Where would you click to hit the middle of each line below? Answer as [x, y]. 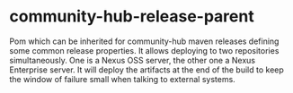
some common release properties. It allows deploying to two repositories [144, 50]
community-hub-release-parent [132, 17]
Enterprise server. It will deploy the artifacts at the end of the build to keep [147, 70]
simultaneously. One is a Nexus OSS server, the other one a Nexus [133, 60]
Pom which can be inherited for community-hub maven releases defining [144, 41]
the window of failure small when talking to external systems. [122, 79]
